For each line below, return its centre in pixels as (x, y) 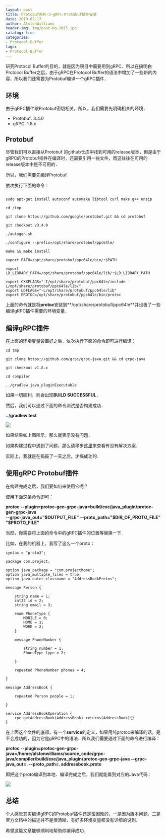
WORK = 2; (33, 626)
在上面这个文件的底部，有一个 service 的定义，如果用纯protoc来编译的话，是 (83, 732)
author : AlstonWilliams (30, 24)
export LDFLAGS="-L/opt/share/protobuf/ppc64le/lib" (61, 291)
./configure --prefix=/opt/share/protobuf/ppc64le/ (60, 243)
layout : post (19, 10)
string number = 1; (44, 648)
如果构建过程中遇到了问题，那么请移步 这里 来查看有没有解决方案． (73, 446)
